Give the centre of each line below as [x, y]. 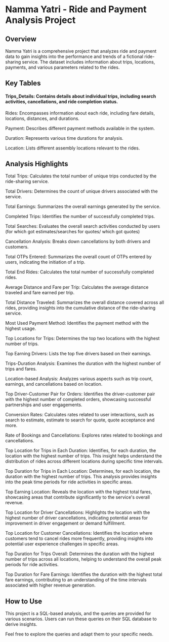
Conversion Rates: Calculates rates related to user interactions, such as [80, 415]
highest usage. [21, 328]
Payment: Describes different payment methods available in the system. [80, 128]
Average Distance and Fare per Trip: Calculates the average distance [77, 287]
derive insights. [21, 624]
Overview [21, 39]
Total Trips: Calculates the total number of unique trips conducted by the [81, 176]
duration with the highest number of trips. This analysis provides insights [81, 477]
